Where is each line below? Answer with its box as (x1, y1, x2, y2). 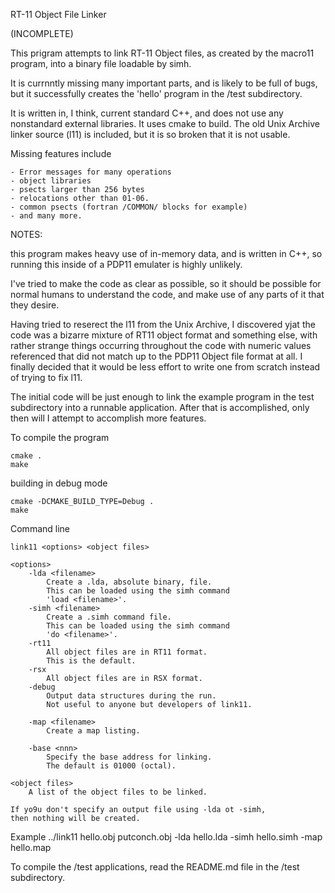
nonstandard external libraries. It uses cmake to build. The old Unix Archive (10, 118, 320, 129)
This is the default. (46, 656, 137, 666)
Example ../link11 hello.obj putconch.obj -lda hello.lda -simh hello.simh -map (10, 831, 323, 843)
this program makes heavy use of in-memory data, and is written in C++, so (10, 248, 323, 259)
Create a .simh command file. (46, 612, 172, 622)
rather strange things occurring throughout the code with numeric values (10, 340, 312, 351)
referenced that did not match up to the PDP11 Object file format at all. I (10, 350, 303, 362)
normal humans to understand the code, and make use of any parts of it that (10, 289, 325, 300)
